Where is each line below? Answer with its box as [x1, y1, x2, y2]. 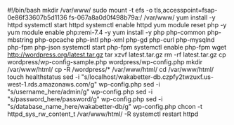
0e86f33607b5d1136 [7, 13, 68, 22]
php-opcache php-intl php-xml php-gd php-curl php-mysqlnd [34, 36, 215, 44]
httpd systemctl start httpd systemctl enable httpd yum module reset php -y [7, 21, 227, 29]
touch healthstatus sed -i [7, 73, 80, 81]
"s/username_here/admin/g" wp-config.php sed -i [7, 87, 153, 96]
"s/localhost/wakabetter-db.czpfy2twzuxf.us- [81, 73, 214, 81]
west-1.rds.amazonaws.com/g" [7, 80, 97, 88]
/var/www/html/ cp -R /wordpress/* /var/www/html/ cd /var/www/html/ [7, 66, 214, 73]
